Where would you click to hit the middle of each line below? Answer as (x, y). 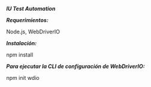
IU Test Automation (31, 9)
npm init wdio (23, 78)
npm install (20, 55)
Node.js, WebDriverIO (33, 32)
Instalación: (22, 43)
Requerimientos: (28, 20)
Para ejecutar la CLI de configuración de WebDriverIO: (75, 66)
